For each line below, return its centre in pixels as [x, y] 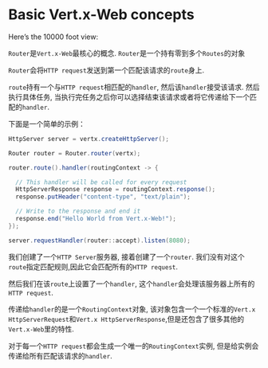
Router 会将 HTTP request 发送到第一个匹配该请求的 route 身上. [106, 70]
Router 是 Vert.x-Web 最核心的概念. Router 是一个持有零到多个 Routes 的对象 [127, 53]
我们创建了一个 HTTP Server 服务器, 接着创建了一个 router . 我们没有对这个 [126, 256]
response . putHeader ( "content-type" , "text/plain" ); [103, 197]
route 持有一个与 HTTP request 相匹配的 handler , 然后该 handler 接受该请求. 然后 [134, 87]
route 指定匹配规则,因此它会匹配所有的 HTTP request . [93, 266]
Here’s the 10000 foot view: [53, 37]
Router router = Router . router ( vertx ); [75, 153]
